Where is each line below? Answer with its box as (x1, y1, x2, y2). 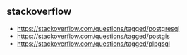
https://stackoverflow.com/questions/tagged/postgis (16, 32, 170, 40)
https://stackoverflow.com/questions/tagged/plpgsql (16, 39, 171, 48)
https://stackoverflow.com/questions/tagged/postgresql (16, 24, 180, 32)
